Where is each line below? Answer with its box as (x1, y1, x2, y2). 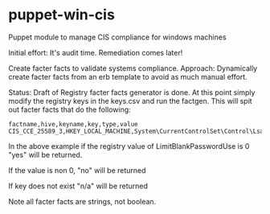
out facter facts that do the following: (8, 105, 131, 114)
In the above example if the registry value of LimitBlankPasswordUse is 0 (8, 141, 250, 150)
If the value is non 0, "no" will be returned (8, 165, 146, 175)
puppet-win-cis (8, 6, 115, 24)
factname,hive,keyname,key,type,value (8, 120, 138, 128)
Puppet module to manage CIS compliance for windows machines (8, 32, 227, 42)
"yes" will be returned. (8, 150, 83, 159)
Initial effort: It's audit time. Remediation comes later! (8, 47, 183, 57)
